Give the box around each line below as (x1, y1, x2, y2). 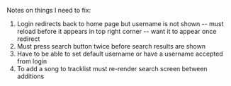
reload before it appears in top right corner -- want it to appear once (16, 27, 217, 35)
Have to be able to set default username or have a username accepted (16, 49, 224, 58)
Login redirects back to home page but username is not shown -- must (16, 20, 224, 27)
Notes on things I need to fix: (6, 6, 91, 14)
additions (16, 72, 45, 80)
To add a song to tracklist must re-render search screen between (16, 65, 208, 73)
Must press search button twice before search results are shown (16, 42, 206, 50)
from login (16, 57, 47, 66)
